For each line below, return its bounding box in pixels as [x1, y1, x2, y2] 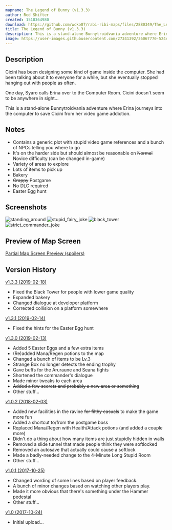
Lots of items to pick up [12, 166, 63, 172]
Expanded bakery [12, 294, 50, 300]
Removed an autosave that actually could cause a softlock [12, 446, 136, 453]
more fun [12, 414, 32, 420]
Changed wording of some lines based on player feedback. [12, 477, 138, 483]
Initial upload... [12, 519, 44, 525]
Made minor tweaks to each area [12, 378, 82, 384]
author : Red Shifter [5, 12, 50, 17]
